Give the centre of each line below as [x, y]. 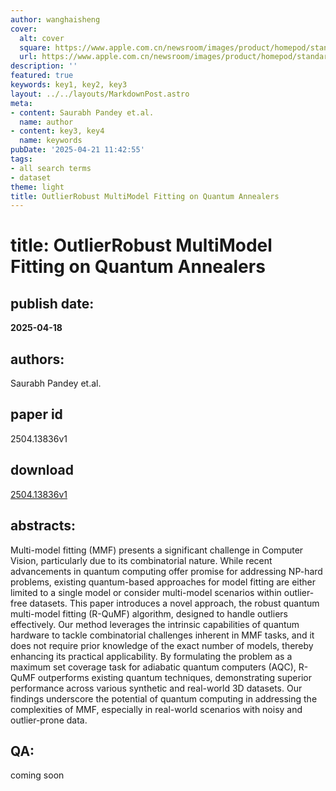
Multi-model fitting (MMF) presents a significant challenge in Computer [157, 550]
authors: [37, 359]
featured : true [42, 76]
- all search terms [51, 168]
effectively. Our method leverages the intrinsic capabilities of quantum [155, 624]
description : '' [44, 66]
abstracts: [43, 526]
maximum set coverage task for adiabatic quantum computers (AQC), [153, 667]
